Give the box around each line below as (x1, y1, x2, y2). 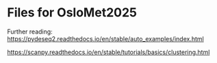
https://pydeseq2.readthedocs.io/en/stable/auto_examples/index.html (7, 34, 204, 42)
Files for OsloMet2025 (7, 5, 137, 21)
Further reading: (7, 27, 53, 36)
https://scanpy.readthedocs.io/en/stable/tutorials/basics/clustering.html (7, 48, 210, 56)
